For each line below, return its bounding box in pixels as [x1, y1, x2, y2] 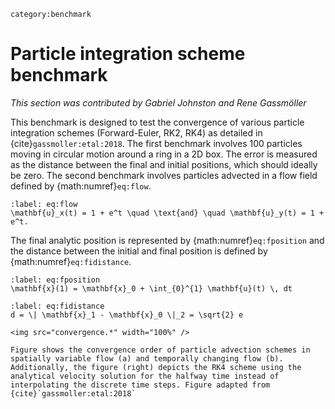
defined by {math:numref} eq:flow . [10, 180, 152, 192]
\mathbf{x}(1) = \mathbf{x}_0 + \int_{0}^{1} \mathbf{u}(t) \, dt [10, 283, 293, 294]
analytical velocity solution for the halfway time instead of [10, 371, 280, 381]
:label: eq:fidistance [10, 301, 105, 311]
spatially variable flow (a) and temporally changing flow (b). [10, 353, 284, 364]
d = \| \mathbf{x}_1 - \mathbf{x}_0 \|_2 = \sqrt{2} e [10, 310, 244, 320]
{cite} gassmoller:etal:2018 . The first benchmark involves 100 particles [10, 137, 303, 149]
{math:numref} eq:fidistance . [10, 255, 132, 267]
